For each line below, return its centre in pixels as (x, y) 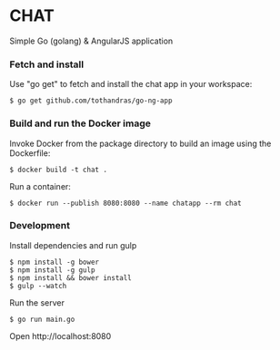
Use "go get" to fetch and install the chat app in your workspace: (131, 84)
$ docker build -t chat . (58, 170)
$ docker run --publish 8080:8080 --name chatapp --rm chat (126, 203)
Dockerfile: (30, 153)
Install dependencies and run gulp (73, 245)
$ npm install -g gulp (52, 270)
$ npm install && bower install (70, 277)
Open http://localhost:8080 (60, 335)
